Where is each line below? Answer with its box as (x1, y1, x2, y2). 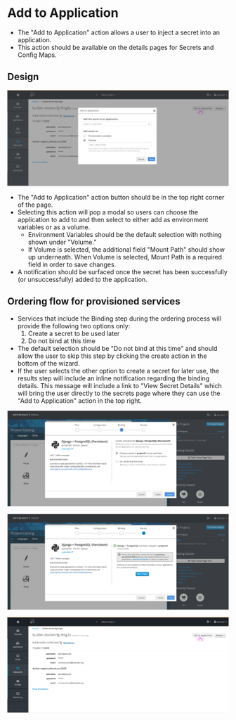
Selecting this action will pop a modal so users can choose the (17, 207, 199, 216)
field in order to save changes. (27, 260, 117, 269)
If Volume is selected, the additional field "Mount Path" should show (27, 245, 225, 254)
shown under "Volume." (27, 238, 97, 246)
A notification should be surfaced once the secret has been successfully (17, 267, 228, 276)
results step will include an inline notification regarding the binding (17, 374, 210, 382)
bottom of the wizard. (17, 359, 80, 367)
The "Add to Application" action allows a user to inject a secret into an (17, 28, 220, 37)
